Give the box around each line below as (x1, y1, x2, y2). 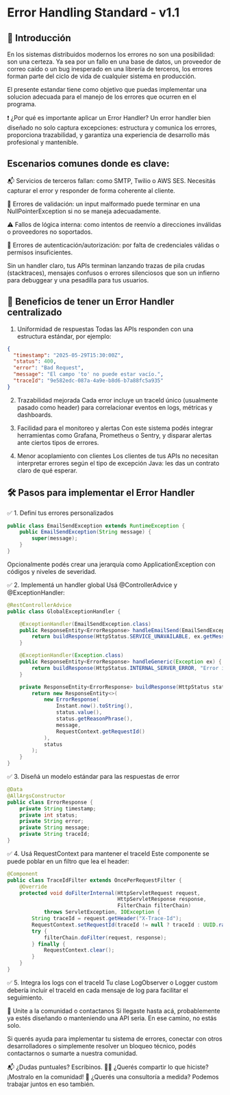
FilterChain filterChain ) (117, 902, 192, 909)
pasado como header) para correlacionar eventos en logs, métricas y (16, 403, 213, 411)
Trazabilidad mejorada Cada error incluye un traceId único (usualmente (16, 396, 218, 404)
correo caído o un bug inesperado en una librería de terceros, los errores (7, 65, 213, 73)
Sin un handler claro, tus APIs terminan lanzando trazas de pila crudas (7, 261, 205, 269)
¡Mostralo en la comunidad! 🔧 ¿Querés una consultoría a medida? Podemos (7, 1072, 219, 1081)
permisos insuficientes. (7, 248, 73, 256)
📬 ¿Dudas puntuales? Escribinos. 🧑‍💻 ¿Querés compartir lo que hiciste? (7, 1063, 209, 1071)
